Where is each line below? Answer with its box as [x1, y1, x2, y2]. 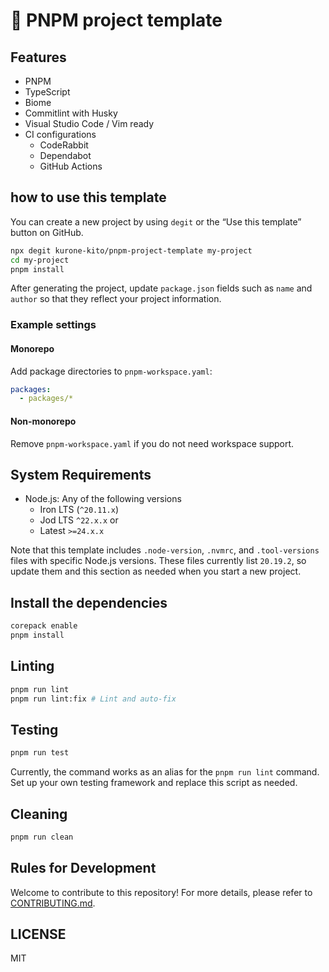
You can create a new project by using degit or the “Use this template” [10, 215, 302, 228]
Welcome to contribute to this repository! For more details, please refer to [10, 886, 313, 898]
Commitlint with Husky [24, 107, 118, 119]
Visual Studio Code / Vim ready [24, 118, 155, 129]
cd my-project [10, 255, 70, 265]
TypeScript [24, 86, 71, 98]
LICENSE [10, 926, 67, 943]
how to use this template [10, 189, 167, 206]
